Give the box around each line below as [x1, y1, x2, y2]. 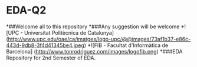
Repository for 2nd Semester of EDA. [6, 54, 96, 61]
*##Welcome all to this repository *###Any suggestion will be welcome [6, 23, 180, 30]
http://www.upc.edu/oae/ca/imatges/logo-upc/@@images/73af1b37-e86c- [8, 35, 191, 42]
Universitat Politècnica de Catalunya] [24, 29, 114, 36]
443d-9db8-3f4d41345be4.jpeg [6, 42, 84, 49]
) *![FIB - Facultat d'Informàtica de [84, 42, 169, 49]
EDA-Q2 [6, 4, 47, 17]
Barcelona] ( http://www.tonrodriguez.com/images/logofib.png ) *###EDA [6, 48, 183, 55]
